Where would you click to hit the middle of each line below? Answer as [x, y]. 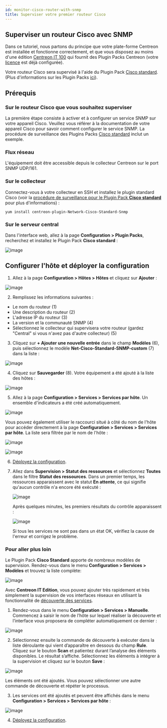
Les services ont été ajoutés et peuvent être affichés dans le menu [81, 695]
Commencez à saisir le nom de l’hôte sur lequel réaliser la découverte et [86, 615]
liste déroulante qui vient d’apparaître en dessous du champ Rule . [80, 645]
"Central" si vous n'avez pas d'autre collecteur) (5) [65, 333]
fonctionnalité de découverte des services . [49, 600]
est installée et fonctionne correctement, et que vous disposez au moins [79, 52]
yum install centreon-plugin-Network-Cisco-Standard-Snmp [67, 212]
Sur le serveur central [32, 224]
